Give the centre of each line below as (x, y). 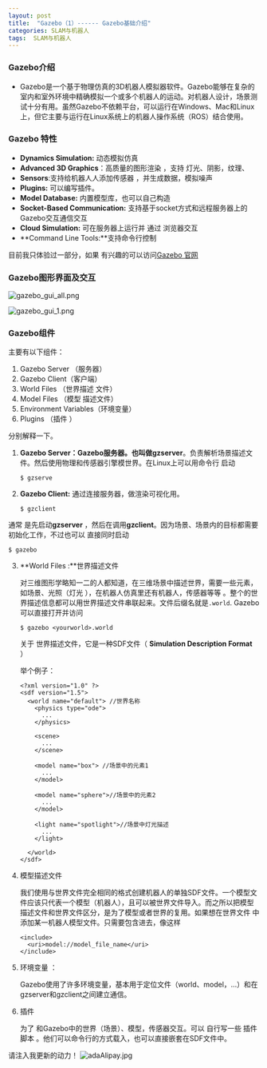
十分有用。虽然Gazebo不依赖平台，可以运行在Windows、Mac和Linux (141, 106)
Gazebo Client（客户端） (61, 379)
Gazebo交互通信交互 (53, 217)
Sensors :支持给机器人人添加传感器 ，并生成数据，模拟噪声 (116, 177)
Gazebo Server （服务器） (63, 369)
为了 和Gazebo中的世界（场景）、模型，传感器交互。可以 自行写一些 (130, 1029)
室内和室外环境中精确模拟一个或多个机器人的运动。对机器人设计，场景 (135, 96)
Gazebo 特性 (33, 139)
